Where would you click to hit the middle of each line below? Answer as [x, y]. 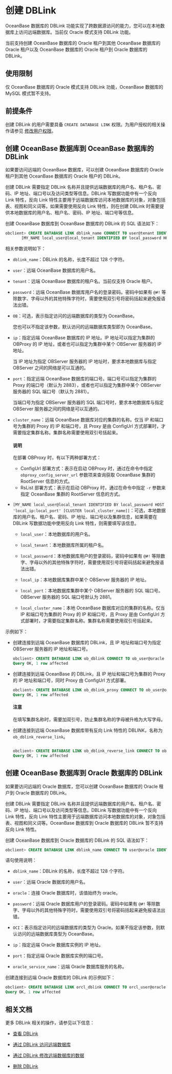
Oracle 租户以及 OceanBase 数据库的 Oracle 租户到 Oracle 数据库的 [76, 49]
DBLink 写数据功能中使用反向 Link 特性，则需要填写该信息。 [76, 523]
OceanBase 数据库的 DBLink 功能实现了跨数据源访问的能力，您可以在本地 [83, 26]
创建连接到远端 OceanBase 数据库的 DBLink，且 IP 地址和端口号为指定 [87, 643]
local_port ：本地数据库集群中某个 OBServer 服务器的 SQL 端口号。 [92, 591]
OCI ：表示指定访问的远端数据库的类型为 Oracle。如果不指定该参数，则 [87, 928]
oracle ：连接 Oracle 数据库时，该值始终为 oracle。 [67, 893]
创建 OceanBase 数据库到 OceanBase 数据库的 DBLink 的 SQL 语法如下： [82, 224]
